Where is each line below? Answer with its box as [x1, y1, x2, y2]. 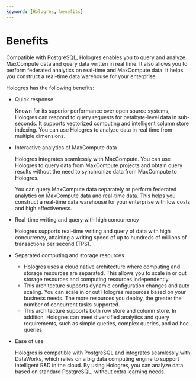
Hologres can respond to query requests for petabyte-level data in [14, 113, 177, 120]
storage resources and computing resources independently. [23, 276, 170, 283]
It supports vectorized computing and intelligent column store [38, 120, 189, 127]
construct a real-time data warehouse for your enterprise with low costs [14, 198, 191, 205]
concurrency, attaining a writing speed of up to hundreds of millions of [14, 233, 187, 241]
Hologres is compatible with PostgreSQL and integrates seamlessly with [14, 349, 191, 356]
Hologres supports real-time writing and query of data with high [14, 228, 171, 235]
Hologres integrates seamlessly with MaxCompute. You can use [14, 155, 171, 162]
